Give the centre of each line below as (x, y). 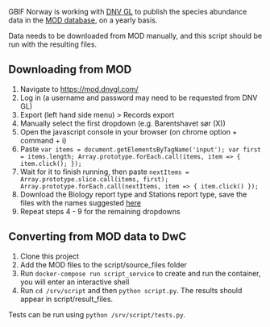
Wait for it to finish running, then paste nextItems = (104, 172)
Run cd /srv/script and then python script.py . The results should (131, 290)
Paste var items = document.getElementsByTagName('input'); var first (141, 149)
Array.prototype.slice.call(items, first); (94, 179)
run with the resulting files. (53, 44)
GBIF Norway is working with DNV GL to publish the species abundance (128, 12)
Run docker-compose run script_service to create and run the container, (140, 273)
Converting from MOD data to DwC (98, 237)
